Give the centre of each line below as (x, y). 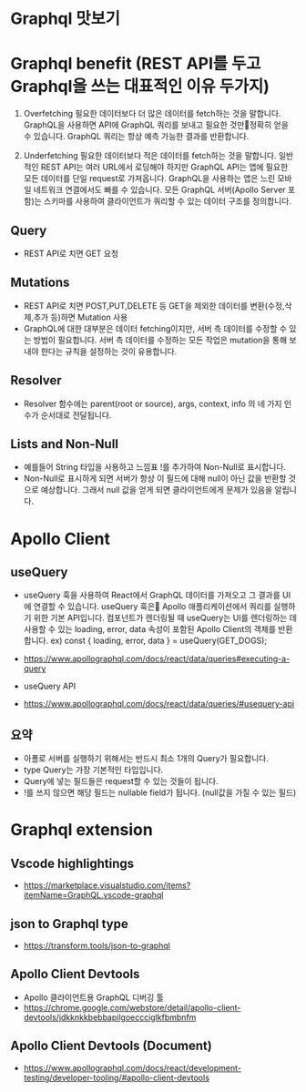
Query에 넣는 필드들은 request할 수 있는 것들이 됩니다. (121, 781)
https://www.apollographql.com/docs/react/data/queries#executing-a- (157, 659)
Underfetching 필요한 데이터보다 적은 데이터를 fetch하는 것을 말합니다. (150, 156)
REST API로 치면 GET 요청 (71, 253)
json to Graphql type (69, 924)
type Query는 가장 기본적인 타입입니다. (93, 770)
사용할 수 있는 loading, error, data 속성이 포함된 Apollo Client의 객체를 (150, 629)
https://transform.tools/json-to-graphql (97, 945)
